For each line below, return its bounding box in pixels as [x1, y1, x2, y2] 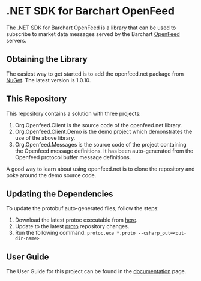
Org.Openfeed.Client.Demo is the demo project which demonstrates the [14, 128, 193, 135]
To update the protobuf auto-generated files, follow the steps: [6, 205, 159, 212]
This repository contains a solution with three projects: [6, 110, 141, 117]
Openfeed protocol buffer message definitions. [14, 153, 131, 160]
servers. [6, 37, 27, 44]
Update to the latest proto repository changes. [14, 223, 130, 230]
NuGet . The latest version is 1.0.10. [6, 76, 91, 83]
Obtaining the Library [6, 54, 88, 64]
